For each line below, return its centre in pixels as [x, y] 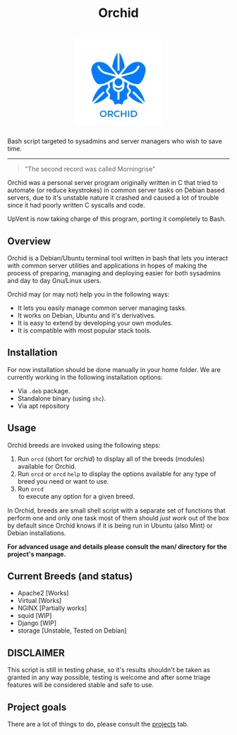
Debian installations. [37, 533]
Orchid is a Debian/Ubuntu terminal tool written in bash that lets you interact [118, 258]
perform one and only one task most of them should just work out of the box [118, 518]
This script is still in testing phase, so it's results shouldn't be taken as [109, 670]
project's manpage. [37, 554]
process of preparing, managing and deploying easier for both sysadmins [114, 273]
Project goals [37, 707]
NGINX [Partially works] [52, 608]
